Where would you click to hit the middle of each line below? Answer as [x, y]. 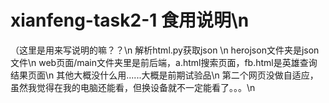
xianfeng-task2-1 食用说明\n [130, 20]
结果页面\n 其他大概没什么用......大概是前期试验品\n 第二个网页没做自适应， [164, 75]
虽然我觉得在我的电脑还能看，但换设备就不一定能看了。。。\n [133, 87]
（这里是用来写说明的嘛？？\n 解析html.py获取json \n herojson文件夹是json [165, 50]
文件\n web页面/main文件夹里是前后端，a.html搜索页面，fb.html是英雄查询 [164, 62]
